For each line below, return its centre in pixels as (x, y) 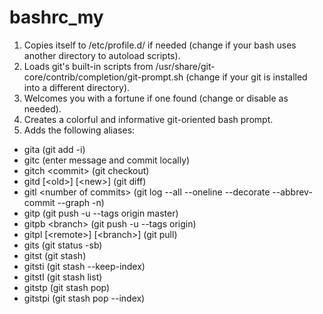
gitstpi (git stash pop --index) (84, 298)
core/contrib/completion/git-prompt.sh (103, 77)
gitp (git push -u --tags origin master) (101, 213)
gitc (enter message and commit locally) (107, 160)
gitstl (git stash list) (63, 277)
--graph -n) (81, 202)
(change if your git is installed (246, 77)
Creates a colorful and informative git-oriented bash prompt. (148, 119)
